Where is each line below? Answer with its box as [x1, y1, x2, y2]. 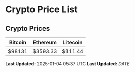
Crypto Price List [5, 4, 78, 15]
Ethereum [32, 39, 57, 46]
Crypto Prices [5, 24, 50, 33]
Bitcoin [9, 39, 27, 46]
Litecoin [62, 39, 83, 46]
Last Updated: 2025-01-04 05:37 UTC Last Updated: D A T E [5, 61, 130, 67]
